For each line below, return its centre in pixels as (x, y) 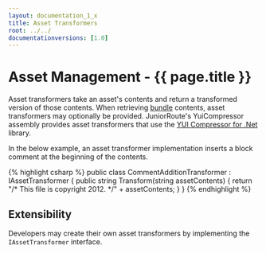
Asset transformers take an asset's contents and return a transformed (123, 99)
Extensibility (40, 214)
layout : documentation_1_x (53, 16)
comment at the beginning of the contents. (78, 157)
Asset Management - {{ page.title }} (130, 77)
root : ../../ (30, 30)
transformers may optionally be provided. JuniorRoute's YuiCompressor (126, 116)
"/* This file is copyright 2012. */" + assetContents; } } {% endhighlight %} (130, 189)
